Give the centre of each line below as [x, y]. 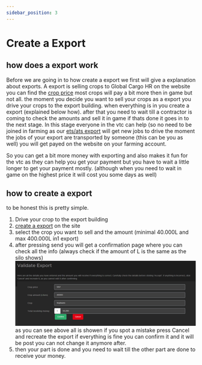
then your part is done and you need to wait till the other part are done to [105, 349]
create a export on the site [47, 226]
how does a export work [52, 65]
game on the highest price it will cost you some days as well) [82, 174]
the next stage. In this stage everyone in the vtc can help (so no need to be [99, 124]
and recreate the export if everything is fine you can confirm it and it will [104, 336]
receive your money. [40, 356]
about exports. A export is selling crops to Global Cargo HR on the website [98, 86]
